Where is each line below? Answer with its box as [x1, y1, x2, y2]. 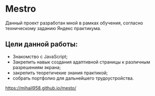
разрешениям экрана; [12, 64, 61, 70]
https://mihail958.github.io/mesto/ [5, 85, 76, 91]
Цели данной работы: [5, 40, 78, 49]
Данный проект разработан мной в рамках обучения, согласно [5, 20, 143, 26]
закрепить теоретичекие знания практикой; [12, 70, 108, 76]
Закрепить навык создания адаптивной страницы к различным [12, 59, 150, 65]
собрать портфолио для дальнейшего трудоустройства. [12, 75, 134, 81]
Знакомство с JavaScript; [12, 53, 68, 59]
